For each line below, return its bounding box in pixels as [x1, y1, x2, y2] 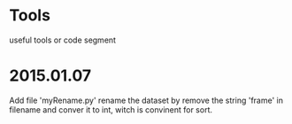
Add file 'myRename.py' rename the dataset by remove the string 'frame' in [9, 95, 283, 105]
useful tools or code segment [9, 35, 117, 45]
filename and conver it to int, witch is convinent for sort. [9, 104, 213, 115]
